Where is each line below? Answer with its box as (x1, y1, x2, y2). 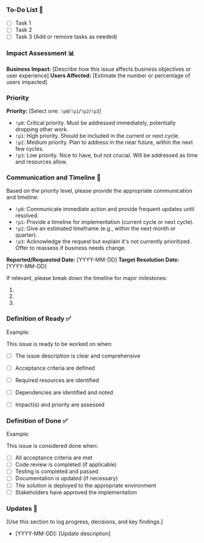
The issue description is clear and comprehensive (15, 352, 141, 359)
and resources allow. (15, 158, 68, 165)
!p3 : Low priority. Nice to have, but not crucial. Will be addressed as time (15, 152, 198, 159)
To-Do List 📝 (6, 5, 44, 14)
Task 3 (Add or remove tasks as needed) (15, 33, 118, 40)
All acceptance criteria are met (15, 454, 93, 461)
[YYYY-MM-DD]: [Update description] (15, 530, 111, 537)
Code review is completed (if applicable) (15, 461, 117, 469)
